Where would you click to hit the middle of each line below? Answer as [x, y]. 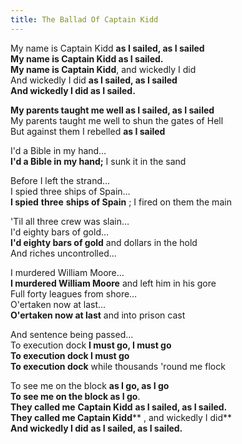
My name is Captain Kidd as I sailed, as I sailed [107, 48]
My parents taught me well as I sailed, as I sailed [112, 110]
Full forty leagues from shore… [74, 293]
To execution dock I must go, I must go [91, 345]
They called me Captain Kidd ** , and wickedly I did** [121, 417]
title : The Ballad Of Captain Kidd [84, 19]
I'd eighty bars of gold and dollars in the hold [104, 242]
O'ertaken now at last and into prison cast [98, 315]
